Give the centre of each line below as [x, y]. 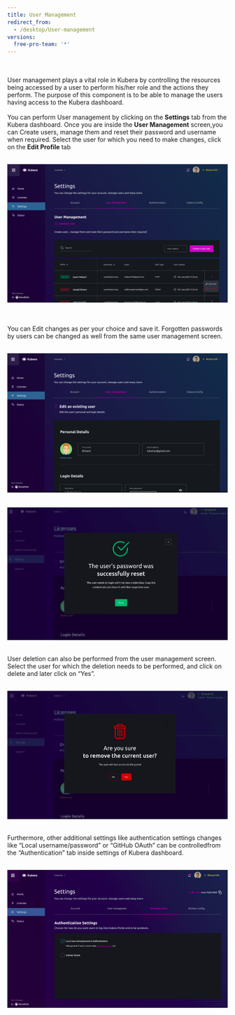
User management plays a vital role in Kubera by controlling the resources [114, 80]
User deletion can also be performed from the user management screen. [112, 659]
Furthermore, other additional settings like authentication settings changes [115, 838]
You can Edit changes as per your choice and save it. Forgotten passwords [115, 329]
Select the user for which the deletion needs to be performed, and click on [115, 666]
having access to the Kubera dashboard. [66, 102]
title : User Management [42, 15]
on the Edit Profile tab [39, 147]
